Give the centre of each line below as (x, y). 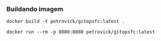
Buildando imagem (35, 9)
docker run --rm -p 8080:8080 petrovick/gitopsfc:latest (81, 32)
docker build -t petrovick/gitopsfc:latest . (65, 22)
